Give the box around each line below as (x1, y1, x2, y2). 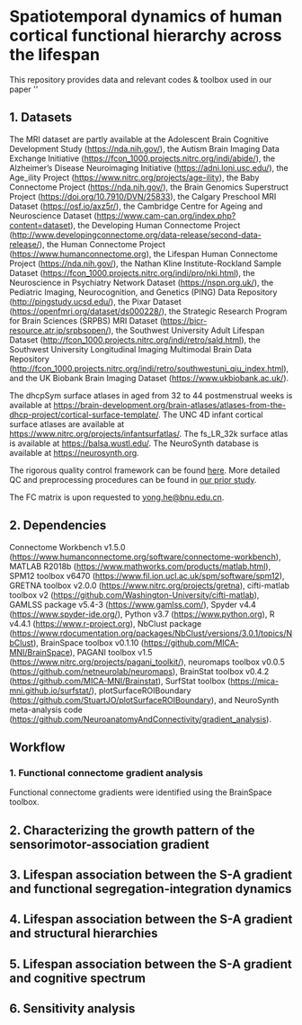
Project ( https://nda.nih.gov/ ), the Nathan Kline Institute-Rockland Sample (9, 258, 281, 269)
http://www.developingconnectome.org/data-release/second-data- (12, 229, 262, 240)
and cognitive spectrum (9, 970, 147, 985)
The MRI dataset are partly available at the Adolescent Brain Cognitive (9, 133, 270, 145)
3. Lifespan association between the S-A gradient (9, 868, 293, 883)
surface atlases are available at (9, 418, 125, 429)
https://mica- (230, 675, 280, 686)
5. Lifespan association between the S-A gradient (9, 956, 292, 972)
